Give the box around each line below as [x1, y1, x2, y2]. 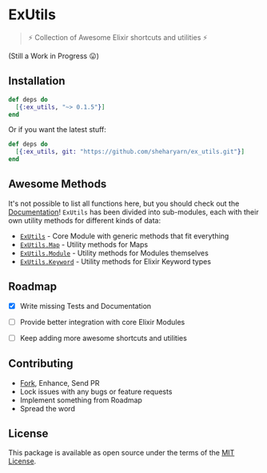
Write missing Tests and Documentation [19, 301, 152, 311]
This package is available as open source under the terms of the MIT [8, 448, 235, 458]
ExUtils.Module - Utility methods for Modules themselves [19, 248, 209, 258]
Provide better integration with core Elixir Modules [19, 317, 185, 327]
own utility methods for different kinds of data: [8, 215, 161, 225]
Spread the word [19, 403, 76, 413]
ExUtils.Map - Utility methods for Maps [19, 239, 149, 249]
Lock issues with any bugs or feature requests [19, 387, 173, 396]
